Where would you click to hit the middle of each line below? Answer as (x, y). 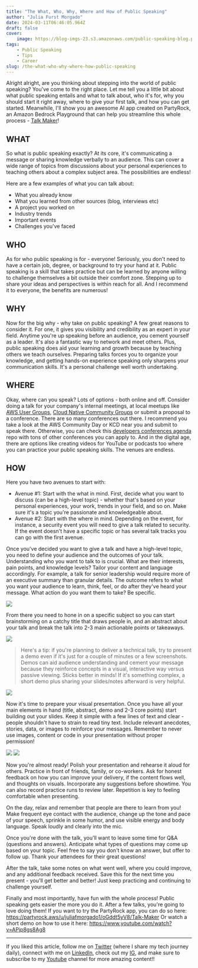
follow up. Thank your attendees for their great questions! (76, 857)
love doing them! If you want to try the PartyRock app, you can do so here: (96, 911)
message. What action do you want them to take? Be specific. (81, 593)
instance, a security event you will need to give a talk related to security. (102, 525)
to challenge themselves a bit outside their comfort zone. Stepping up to (94, 278)
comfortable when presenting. (43, 797)
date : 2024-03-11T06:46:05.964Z (46, 22)
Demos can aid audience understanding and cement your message (102, 663)
